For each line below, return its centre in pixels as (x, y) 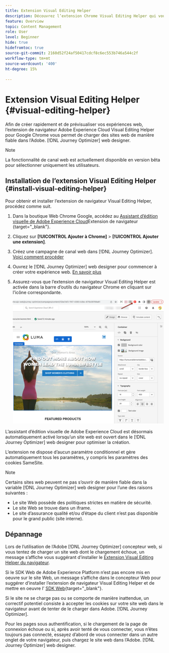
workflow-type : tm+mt (28, 58)
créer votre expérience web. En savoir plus (57, 272)
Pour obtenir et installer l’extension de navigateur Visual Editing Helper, (79, 201)
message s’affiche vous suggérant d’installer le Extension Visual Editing (79, 557)
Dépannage (24, 535)
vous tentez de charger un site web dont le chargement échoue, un (75, 552)
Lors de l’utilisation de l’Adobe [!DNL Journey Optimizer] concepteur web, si (84, 546)
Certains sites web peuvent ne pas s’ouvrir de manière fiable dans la (76, 482)
